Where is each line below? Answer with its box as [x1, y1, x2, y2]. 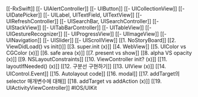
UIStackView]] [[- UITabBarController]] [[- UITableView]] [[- [6, 24, 152, 31]
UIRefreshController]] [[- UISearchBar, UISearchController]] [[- [6, 18, 159, 24]
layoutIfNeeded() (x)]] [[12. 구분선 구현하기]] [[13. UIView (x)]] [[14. [6, 62, 167, 70]
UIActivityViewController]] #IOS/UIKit [6, 85, 97, 91]
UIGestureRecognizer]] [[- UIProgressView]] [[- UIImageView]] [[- [6, 30, 167, 37]
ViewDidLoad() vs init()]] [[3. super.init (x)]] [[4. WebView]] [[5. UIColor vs [6, 43, 187, 50]
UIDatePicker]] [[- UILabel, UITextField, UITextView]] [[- [6, 11, 142, 18]
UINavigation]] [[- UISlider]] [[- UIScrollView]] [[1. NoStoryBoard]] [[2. [6, 37, 177, 43]
